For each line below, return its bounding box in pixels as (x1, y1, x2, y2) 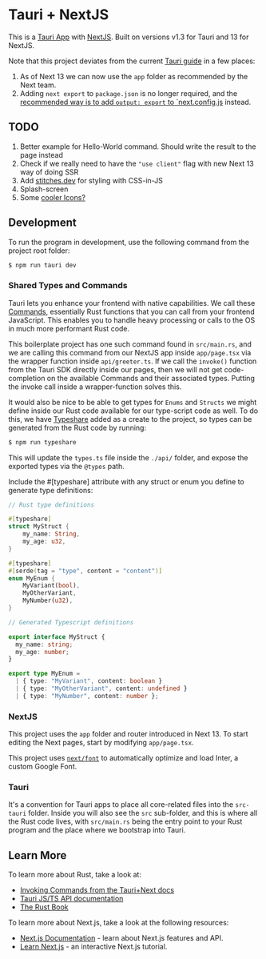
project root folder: (8, 246, 70, 255)
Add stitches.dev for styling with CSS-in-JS (19, 175, 164, 185)
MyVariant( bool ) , (22, 582, 81, 590)
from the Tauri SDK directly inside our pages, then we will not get (8, 364, 223, 374)
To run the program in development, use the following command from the (8, 237, 250, 247)
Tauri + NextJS (8, 6, 109, 24)
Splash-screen (19, 184, 69, 194)
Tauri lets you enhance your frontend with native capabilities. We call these (8, 298, 256, 307)
